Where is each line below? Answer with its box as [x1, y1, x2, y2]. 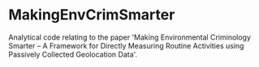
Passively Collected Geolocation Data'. [8, 49, 138, 59]
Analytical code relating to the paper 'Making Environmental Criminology [8, 32, 252, 42]
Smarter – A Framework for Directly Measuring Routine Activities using [8, 40, 244, 50]
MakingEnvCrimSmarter [8, 6, 175, 24]
